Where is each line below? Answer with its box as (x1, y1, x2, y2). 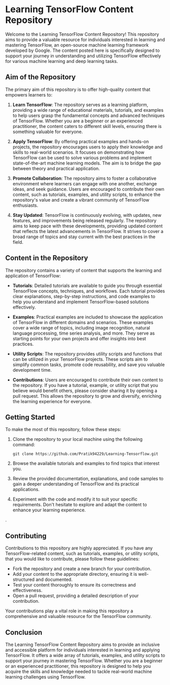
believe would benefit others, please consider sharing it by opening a (12, 387, 157, 394)
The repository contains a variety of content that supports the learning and (5, 267, 162, 273)
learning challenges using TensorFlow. (5, 674, 86, 680)
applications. (12, 486, 40, 493)
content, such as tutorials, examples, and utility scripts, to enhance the (12, 191, 161, 198)
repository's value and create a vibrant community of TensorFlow (12, 197, 150, 203)
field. (12, 239, 24, 245)
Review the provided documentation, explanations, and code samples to (12, 476, 164, 482)
